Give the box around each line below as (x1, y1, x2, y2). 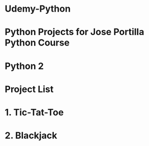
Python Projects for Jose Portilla (5, 26, 144, 38)
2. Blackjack (5, 130, 57, 141)
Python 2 (5, 60, 44, 71)
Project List (5, 83, 54, 95)
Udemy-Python (5, 3, 71, 15)
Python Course (5, 37, 70, 49)
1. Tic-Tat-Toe (5, 106, 64, 118)
